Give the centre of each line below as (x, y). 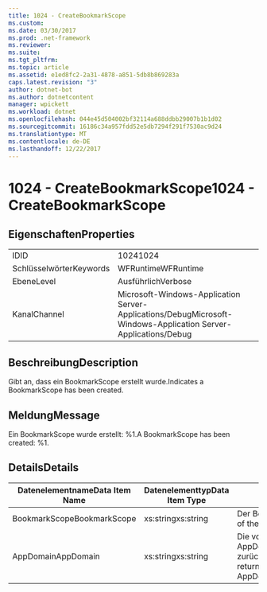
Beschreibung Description (74, 362)
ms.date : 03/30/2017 (43, 30)
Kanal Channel (39, 314)
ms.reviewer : (30, 45)
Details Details (44, 467)
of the (248, 524)
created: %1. (29, 443)
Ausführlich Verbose (155, 282)
